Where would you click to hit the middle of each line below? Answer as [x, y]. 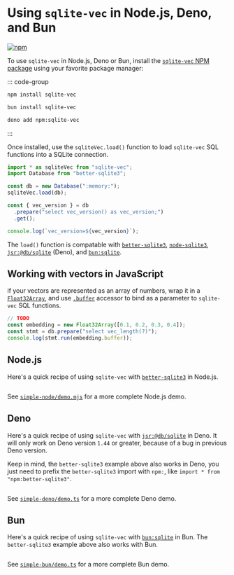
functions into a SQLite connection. [58, 154]
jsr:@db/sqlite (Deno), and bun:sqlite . [65, 252]
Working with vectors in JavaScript [86, 273]
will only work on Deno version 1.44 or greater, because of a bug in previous [117, 443]
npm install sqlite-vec [42, 95]
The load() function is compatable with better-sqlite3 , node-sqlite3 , [108, 244]
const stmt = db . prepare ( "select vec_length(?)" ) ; [82, 332]
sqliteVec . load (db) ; [37, 193]
